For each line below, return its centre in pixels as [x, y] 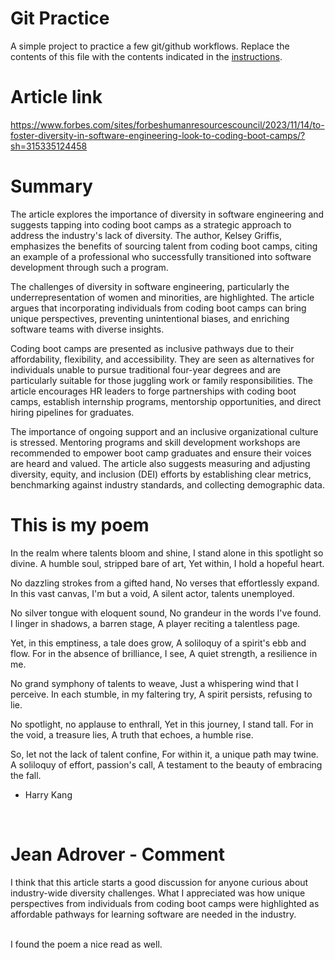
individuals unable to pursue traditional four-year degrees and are [146, 369]
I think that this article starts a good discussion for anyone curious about [159, 882]
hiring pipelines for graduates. [72, 412]
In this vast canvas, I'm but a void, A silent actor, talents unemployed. [152, 593]
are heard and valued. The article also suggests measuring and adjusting [160, 463]
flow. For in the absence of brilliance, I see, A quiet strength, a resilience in [164, 653]
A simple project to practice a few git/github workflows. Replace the [150, 46]
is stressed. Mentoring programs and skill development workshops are [155, 442]
